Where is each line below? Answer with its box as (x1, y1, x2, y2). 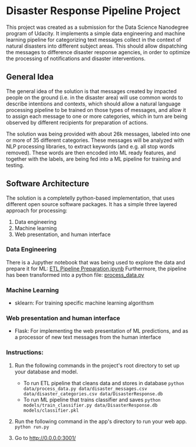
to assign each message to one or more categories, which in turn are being (6, 112, 188, 120)
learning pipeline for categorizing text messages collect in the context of (6, 36, 182, 43)
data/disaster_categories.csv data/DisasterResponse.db (23, 390, 163, 397)
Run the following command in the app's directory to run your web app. (14, 418, 187, 425)
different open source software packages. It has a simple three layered (6, 200, 177, 207)
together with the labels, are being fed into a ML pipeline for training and (6, 155, 181, 163)
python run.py (14, 424, 49, 430)
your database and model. (14, 368, 78, 375)
